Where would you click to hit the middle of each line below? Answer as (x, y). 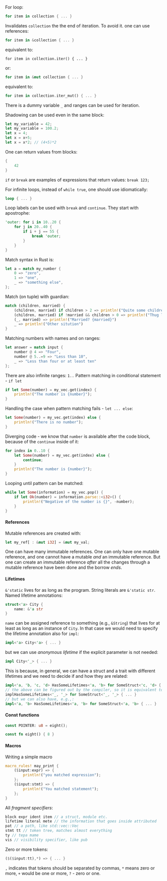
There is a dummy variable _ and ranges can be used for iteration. (73, 105)
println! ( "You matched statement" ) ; (61, 789)
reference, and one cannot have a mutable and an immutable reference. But (83, 557)
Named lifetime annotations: (34, 595)
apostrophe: (18, 213)
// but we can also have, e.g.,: (40, 699)
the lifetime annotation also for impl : (42, 634)
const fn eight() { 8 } (30, 734)
